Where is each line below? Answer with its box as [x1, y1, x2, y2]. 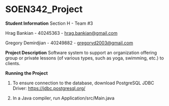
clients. [5, 60, 21, 66]
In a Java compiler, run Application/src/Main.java [12, 95, 115, 101]
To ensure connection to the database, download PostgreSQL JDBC [12, 80, 154, 86]
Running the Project [5, 70, 48, 76]
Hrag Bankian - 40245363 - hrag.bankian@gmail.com [5, 30, 118, 36]
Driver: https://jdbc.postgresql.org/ [12, 85, 86, 91]
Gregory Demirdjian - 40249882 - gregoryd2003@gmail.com [5, 39, 133, 46]
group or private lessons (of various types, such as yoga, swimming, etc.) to [5, 55, 164, 61]
